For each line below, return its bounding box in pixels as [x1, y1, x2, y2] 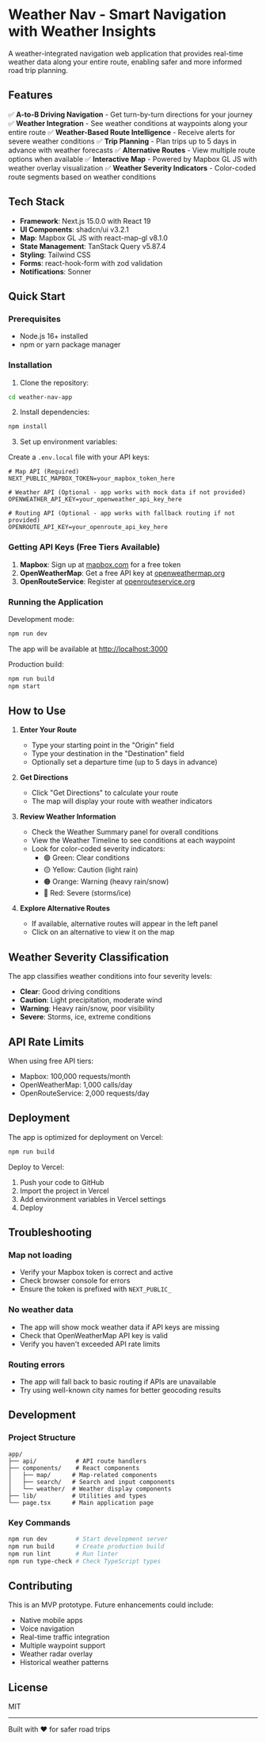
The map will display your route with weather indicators [31, 796, 213, 806]
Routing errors [8, 1359, 66, 1370]
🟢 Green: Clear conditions [43, 853, 131, 862]
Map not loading [8, 1249, 73, 1260]
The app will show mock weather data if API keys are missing [19, 1322, 220, 1332]
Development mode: [8, 614, 74, 624]
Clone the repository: [19, 378, 89, 387]
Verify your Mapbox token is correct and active [19, 1268, 173, 1277]
